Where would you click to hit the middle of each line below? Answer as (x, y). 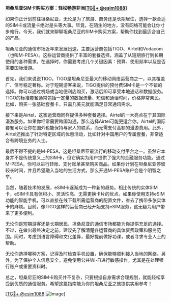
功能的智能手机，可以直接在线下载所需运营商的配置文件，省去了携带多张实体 (85, 200)
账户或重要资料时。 (30, 266)
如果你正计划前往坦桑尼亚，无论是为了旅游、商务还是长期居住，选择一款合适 (85, 19)
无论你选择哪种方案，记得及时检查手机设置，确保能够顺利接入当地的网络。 (83, 254)
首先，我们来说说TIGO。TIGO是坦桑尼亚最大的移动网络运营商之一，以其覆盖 (85, 79)
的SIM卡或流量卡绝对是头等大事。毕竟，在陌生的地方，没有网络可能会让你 (83, 25)
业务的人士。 (36, 140)
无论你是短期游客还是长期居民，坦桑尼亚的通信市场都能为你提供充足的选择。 (85, 224)
